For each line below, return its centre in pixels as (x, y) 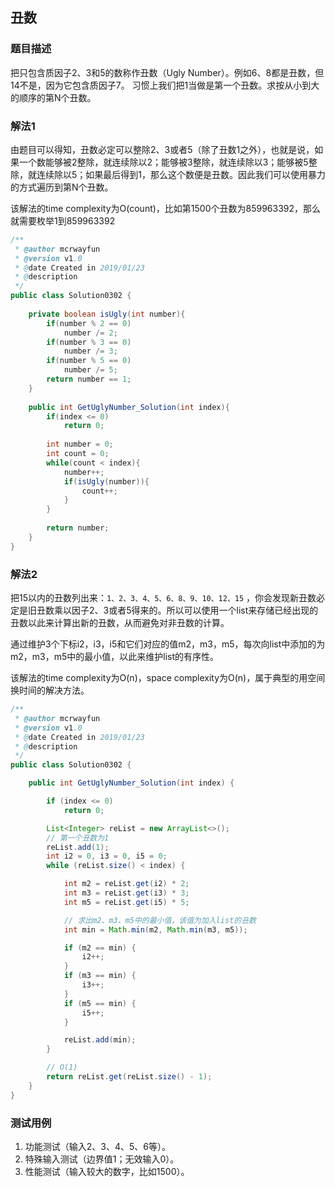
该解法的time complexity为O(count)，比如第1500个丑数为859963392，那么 (166, 208)
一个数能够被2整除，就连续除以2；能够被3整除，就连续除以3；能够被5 (163, 162)
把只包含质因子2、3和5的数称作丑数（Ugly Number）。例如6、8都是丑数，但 (167, 72)
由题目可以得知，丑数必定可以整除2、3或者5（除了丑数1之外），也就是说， (162, 149)
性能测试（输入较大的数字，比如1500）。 (107, 1171)
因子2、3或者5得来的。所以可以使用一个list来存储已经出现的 (195, 610)
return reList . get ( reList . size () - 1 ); (129, 1077)
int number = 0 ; (80, 444)
